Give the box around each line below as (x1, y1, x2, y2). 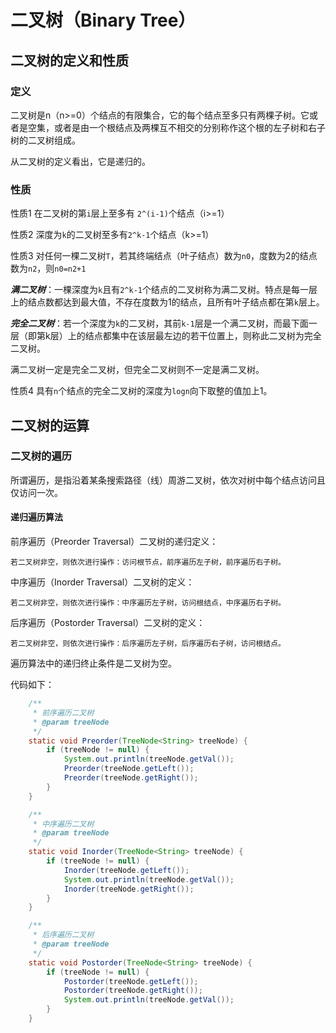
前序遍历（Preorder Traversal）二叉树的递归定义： (10, 536, 219, 548)
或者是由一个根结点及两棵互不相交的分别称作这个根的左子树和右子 (53, 121, 326, 133)
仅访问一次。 (10, 486, 63, 498)
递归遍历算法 (10, 511, 63, 523)
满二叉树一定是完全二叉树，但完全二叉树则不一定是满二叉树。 (10, 364, 265, 376)
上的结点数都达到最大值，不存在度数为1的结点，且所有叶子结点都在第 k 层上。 (10, 296, 325, 308)
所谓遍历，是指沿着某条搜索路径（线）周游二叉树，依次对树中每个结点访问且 (10, 474, 326, 486)
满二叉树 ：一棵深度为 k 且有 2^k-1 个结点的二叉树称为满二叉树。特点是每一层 (10, 284, 318, 296)
